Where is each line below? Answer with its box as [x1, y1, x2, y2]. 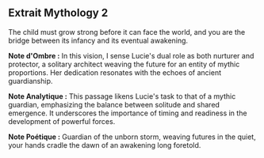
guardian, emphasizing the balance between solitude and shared [8, 100, 220, 109]
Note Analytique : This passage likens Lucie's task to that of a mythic [8, 91, 236, 101]
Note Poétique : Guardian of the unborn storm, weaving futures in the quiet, [8, 132, 256, 141]
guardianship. [8, 76, 53, 85]
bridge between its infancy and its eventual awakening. [8, 36, 189, 45]
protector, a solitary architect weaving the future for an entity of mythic [8, 59, 240, 69]
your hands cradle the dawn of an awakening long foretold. [8, 140, 201, 149]
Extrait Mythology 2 [8, 6, 109, 20]
